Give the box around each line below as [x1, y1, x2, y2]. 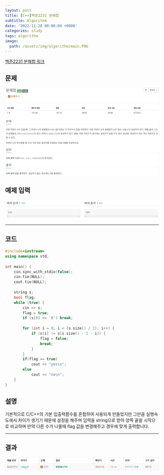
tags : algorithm [5, 34, 38, 39]
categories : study [5, 28, 42, 34]
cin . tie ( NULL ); [14, 275, 45, 279]
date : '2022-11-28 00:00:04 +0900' [5, 23, 78, 28]
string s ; [14, 290, 34, 295]
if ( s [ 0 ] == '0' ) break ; [22, 316, 73, 320]
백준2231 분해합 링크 [5, 59, 45, 64]
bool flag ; [14, 295, 36, 300]
